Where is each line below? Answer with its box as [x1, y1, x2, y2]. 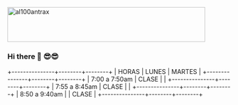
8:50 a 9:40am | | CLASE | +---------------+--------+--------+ [20, 90, 204, 99]
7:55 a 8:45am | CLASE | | [55, 82, 131, 91]
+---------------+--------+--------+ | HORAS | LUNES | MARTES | [7, 68, 201, 76]
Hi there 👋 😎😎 [7, 51, 59, 61]
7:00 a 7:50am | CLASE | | [91, 75, 166, 84]
